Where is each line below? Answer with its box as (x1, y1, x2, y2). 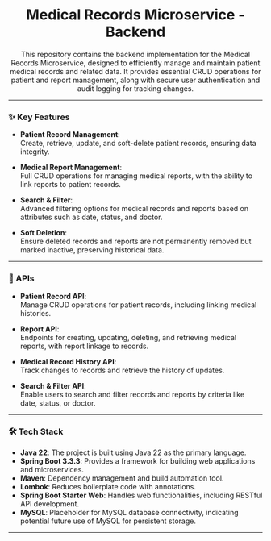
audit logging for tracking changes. (77, 83, 194, 94)
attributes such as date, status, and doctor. (19, 212, 163, 223)
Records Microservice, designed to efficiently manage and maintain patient (10, 58, 261, 68)
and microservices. (19, 464, 85, 474)
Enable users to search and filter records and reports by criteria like (19, 389, 245, 399)
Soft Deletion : (19, 228, 67, 238)
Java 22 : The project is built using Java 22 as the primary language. (19, 447, 247, 457)
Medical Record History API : (19, 356, 117, 366)
